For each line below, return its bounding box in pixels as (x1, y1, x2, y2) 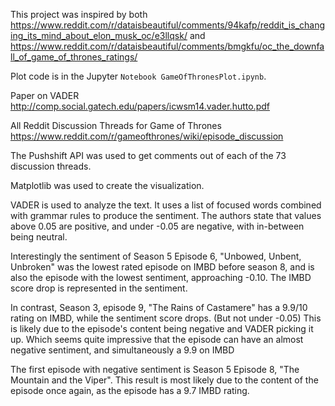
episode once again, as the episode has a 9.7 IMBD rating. (10, 385, 250, 396)
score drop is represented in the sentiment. (10, 282, 188, 294)
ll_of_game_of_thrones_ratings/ (10, 51, 138, 63)
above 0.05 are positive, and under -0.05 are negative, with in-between (10, 220, 305, 232)
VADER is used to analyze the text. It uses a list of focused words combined (10, 199, 322, 211)
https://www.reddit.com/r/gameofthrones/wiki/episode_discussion (10, 130, 284, 142)
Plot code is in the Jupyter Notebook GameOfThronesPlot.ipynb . (10, 70, 267, 82)
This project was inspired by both (10, 9, 148, 20)
